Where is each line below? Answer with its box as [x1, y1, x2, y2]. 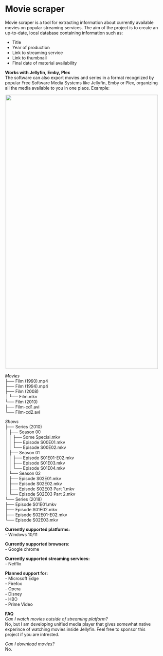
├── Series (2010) [5, 424, 42, 429]
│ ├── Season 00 [5, 429, 41, 435]
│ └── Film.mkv [5, 393, 37, 399]
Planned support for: [5, 570, 48, 576]
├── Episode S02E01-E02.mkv [5, 512, 67, 518]
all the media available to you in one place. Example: [5, 85, 110, 91]
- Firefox [5, 580, 22, 586]
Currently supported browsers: [5, 541, 70, 547]
